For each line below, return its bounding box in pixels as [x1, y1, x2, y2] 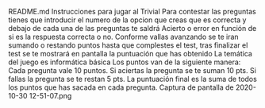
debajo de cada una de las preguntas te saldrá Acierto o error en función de [8, 24, 257, 33]
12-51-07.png [29, 91, 72, 100]
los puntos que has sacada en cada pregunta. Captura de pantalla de [8, 83, 234, 92]
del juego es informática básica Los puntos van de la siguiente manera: [8, 57, 241, 67]
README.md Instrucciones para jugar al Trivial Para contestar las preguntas [8, 7, 256, 16]
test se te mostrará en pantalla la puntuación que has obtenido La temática [8, 49, 252, 58]
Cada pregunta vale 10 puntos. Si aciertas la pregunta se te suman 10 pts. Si [8, 66, 256, 75]
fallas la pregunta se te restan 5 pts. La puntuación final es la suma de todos [8, 75, 258, 83]
